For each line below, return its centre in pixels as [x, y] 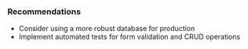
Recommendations [44, 12]
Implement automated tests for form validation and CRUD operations [129, 37]
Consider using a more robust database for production [107, 29]
